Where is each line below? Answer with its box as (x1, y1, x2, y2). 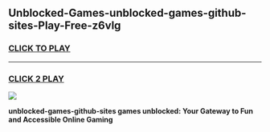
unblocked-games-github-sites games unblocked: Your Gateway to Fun (8, 106, 254, 115)
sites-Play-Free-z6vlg (8, 19, 121, 33)
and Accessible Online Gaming (8, 114, 113, 124)
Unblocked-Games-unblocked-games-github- (8, 6, 247, 20)
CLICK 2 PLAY (8, 73, 64, 84)
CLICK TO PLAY (8, 43, 71, 54)
